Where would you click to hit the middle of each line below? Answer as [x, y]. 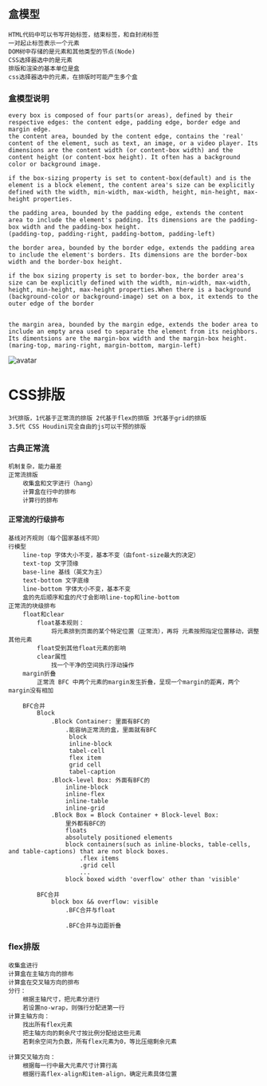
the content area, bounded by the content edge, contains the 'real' [126, 137]
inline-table [87, 801]
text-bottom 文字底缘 [56, 580]
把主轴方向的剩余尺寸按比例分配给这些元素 [82, 1033]
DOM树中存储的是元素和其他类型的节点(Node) [72, 51]
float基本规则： [61, 623]
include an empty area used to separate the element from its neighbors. [133, 332]
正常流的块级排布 [32, 606]
